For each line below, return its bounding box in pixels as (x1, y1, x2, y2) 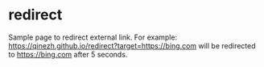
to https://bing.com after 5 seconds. (8, 49, 128, 59)
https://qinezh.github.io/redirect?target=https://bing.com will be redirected (8, 40, 256, 50)
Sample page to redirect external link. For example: (8, 32, 178, 42)
